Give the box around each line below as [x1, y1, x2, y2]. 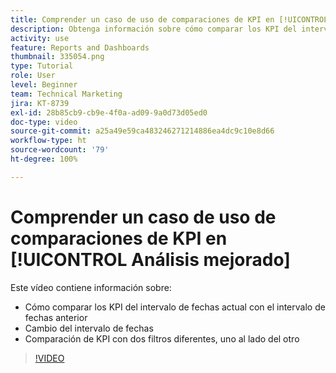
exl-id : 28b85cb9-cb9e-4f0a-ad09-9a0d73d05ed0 [10, 107, 208, 118]
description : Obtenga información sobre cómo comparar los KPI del [10, 24, 298, 34]
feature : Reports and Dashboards [10, 42, 150, 53]
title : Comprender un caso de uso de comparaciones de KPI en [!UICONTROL [10, 14, 329, 25]
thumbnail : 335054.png [10, 52, 105, 62]
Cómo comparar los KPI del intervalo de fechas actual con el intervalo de [24, 301, 326, 313]
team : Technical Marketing [10, 89, 123, 99]
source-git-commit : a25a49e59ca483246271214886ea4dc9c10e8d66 [10, 126, 275, 136]
